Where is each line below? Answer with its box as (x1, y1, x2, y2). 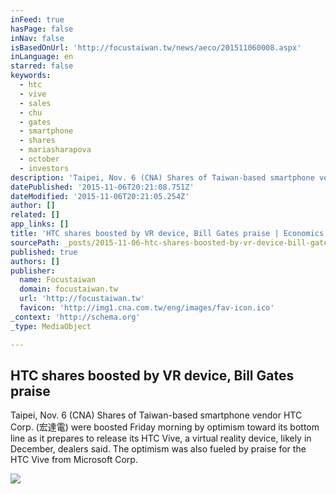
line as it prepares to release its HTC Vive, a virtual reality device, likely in (10, 432, 312, 445)
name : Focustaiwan (19, 275, 97, 285)
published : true (10, 247, 78, 257)
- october (19, 154, 60, 164)
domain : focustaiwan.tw (19, 284, 118, 295)
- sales (19, 98, 52, 108)
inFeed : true (10, 14, 65, 25)
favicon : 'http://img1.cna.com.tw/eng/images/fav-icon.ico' (19, 303, 275, 313)
